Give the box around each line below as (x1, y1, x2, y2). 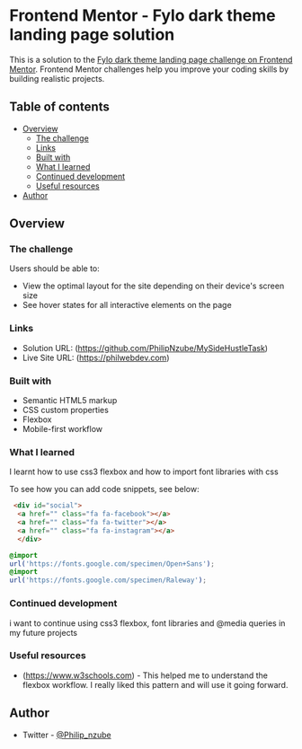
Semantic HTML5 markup (22, 395, 118, 406)
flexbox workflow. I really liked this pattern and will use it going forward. (22, 679, 289, 690)
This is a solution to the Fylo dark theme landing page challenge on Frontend (9, 54, 293, 65)
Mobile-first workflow (22, 424, 103, 435)
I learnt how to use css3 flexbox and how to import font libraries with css (9, 466, 279, 477)
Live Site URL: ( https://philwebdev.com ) (22, 352, 170, 363)
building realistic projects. (9, 73, 105, 84)
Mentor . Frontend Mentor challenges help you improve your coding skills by (9, 64, 289, 75)
